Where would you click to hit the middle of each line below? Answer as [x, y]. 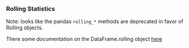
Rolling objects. [25, 28]
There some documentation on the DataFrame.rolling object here [84, 39]
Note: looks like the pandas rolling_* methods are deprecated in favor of [95, 22]
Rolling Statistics [31, 9]
